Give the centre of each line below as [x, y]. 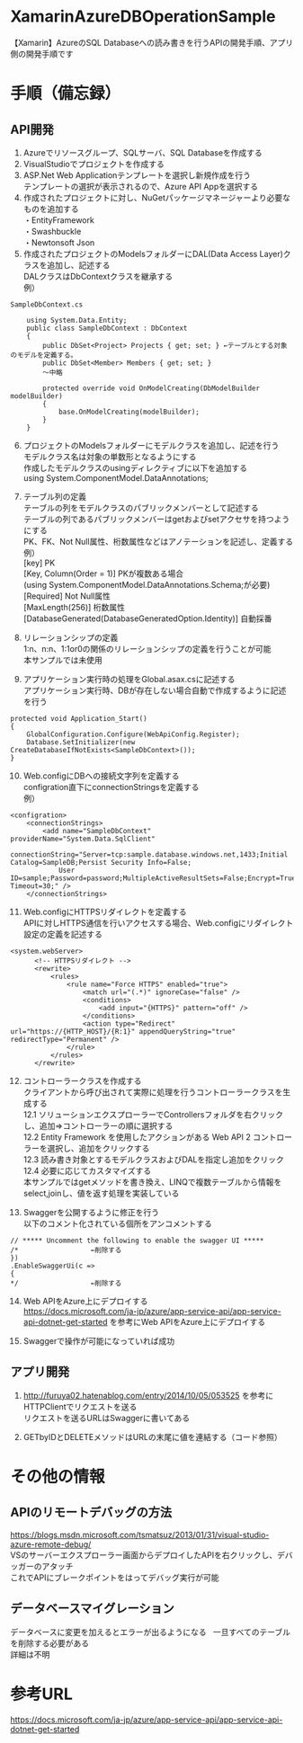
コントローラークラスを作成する [82, 1080]
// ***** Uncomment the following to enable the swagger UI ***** [137, 1241]
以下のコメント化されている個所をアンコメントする [117, 1223]
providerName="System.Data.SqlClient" [83, 839]
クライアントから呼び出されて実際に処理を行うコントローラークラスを [153, 1092]
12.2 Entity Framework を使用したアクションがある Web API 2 [137, 1137]
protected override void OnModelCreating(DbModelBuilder [151, 388]
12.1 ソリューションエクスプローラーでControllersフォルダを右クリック [153, 1114]
